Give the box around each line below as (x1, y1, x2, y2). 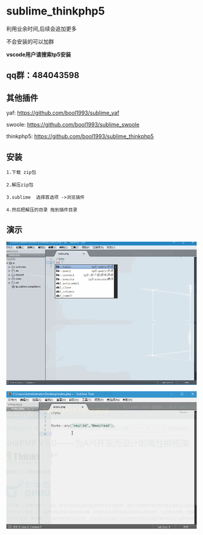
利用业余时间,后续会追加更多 (6, 25, 77, 32)
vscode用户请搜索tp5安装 (6, 50, 71, 58)
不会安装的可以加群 (6, 38, 54, 45)
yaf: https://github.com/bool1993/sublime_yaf (6, 109, 120, 116)
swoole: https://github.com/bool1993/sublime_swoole (6, 121, 140, 128)
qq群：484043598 (6, 70, 80, 81)
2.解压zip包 (6, 182, 34, 188)
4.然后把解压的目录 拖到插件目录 (6, 207, 77, 213)
